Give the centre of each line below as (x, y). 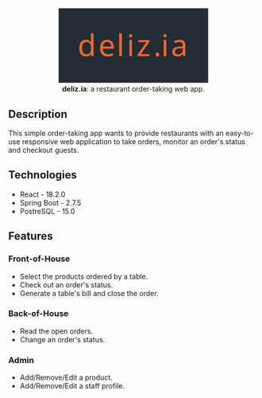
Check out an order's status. (66, 285)
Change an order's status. (62, 339)
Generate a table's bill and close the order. (89, 293)
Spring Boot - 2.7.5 (50, 202)
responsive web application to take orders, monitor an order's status (134, 142)
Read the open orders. (56, 331)
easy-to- (239, 133)
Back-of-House (39, 314)
